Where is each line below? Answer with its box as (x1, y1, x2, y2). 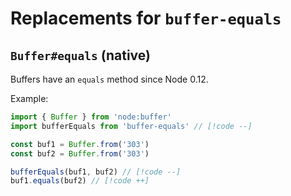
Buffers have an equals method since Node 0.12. (10, 73, 209, 85)
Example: (10, 93, 49, 104)
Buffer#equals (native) (10, 47, 151, 64)
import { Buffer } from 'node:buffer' (10, 112, 172, 122)
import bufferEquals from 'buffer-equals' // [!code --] (10, 121, 253, 131)
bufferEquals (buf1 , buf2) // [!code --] (10, 167, 182, 177)
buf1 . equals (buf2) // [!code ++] (10, 176, 150, 186)
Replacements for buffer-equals (10, 7, 282, 30)
